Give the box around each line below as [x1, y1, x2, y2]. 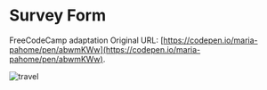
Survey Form [9, 5, 107, 26]
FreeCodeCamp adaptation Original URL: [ [9, 35, 164, 45]
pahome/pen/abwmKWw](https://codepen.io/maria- [9, 44, 201, 54]
